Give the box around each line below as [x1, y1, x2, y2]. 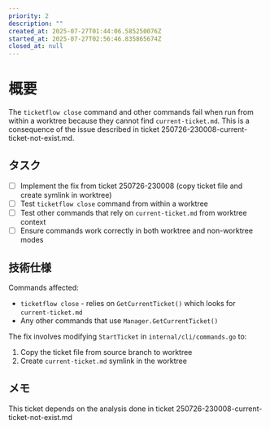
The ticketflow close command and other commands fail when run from [8, 107, 254, 117]
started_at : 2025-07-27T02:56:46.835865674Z [8, 34, 162, 43]
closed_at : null [8, 42, 63, 50]
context [20, 217, 46, 227]
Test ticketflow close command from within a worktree [20, 199, 209, 208]
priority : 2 [8, 11, 49, 20]
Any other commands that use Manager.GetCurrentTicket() [20, 315, 219, 326]
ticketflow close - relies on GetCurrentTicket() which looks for [20, 298, 236, 308]
